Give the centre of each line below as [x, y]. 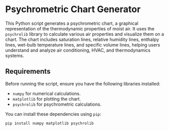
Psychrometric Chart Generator [73, 9]
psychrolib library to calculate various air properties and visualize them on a [85, 34]
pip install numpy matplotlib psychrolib [50, 123]
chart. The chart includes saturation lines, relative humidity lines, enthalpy [82, 39]
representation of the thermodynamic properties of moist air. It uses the [80, 28]
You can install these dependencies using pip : [53, 114]
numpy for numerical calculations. [47, 93]
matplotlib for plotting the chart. [47, 99]
